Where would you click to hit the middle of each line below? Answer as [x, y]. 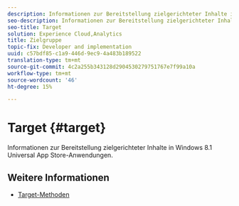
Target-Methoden [43, 195]
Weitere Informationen [59, 177]
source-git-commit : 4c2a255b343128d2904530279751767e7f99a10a [101, 67]
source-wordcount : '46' [43, 80]
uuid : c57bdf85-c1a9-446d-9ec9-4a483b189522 [74, 54]
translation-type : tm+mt [44, 60]
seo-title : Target [34, 27]
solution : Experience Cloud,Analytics [65, 34]
